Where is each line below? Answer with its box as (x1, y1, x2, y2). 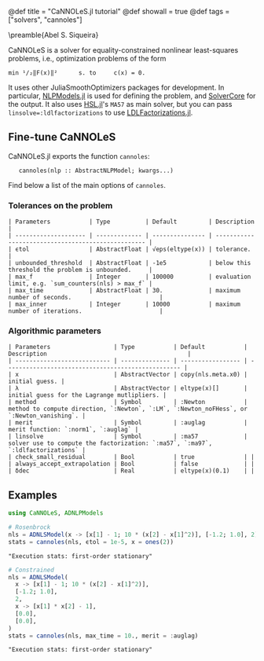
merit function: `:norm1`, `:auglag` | (8, 426, 139, 434)
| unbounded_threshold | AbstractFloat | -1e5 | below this (8, 259, 251, 267)
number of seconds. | (8, 294, 163, 302)
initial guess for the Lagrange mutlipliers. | (8, 391, 167, 399)
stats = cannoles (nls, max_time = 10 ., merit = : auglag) (8, 632, 199, 640)
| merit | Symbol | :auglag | (8, 419, 247, 427)
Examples (8, 488, 57, 501)
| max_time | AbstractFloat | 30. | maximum (8, 287, 241, 295)
